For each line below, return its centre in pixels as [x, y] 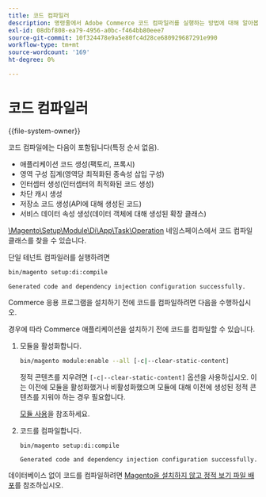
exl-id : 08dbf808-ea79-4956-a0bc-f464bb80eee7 [86, 30]
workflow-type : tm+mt [44, 45]
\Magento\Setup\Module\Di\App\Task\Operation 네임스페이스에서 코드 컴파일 [131, 230]
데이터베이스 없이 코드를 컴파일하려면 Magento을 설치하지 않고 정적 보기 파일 [127, 476]
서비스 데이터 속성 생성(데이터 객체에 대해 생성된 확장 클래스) [113, 213]
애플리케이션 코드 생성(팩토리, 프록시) [77, 164]
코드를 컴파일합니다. [50, 430]
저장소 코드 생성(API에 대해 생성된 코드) [81, 204]
